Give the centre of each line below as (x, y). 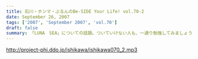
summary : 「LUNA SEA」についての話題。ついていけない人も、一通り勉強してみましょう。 (101, 33)
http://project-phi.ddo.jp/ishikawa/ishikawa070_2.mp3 (72, 50)
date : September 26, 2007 (38, 17)
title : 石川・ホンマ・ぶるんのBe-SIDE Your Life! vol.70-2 (75, 11)
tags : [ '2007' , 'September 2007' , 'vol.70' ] (62, 22)
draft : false (22, 28)
